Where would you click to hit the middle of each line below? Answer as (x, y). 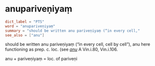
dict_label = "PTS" (25, 22)
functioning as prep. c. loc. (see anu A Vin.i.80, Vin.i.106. (61, 50)
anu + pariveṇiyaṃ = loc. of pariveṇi (41, 59)
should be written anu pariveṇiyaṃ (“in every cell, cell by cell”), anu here (78, 44)
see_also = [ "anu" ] (25, 35)
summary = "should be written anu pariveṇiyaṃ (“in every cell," (72, 31)
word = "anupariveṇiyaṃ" (30, 26)
